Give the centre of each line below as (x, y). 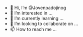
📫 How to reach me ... (33, 29)
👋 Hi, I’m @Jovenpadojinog (38, 8)
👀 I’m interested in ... (31, 13)
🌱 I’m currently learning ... (37, 18)
